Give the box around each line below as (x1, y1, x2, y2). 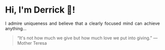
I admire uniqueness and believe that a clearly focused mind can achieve (5, 20, 160, 26)
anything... (5, 25, 27, 31)
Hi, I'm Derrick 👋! (5, 4, 75, 16)
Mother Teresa (17, 40, 47, 46)
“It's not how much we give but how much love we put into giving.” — (17, 35, 158, 41)
